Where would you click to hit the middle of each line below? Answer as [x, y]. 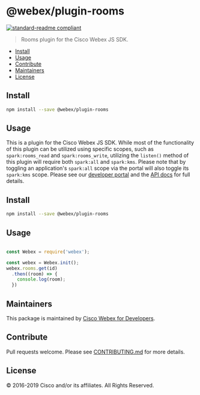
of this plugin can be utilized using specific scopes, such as [80, 149]
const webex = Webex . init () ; [43, 263]
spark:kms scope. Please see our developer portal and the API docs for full [98, 175]
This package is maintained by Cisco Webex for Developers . [81, 318]
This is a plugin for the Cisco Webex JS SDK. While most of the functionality [100, 143]
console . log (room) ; [41, 279]
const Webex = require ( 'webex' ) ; [48, 252]
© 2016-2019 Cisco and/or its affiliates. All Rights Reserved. [80, 385]
